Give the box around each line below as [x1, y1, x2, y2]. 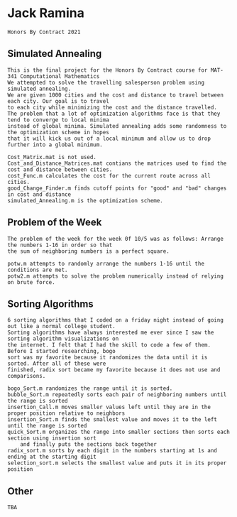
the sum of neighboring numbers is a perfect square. [7, 247, 170, 255]
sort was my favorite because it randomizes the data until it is [7, 354, 208, 361]
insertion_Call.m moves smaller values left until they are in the [7, 403, 211, 411]
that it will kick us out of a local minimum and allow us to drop [7, 135, 211, 142]
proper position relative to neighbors [7, 410, 126, 417]
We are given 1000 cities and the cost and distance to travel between [7, 91, 224, 99]
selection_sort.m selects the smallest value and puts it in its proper [7, 459, 227, 467]
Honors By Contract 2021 [7, 28, 81, 36]
